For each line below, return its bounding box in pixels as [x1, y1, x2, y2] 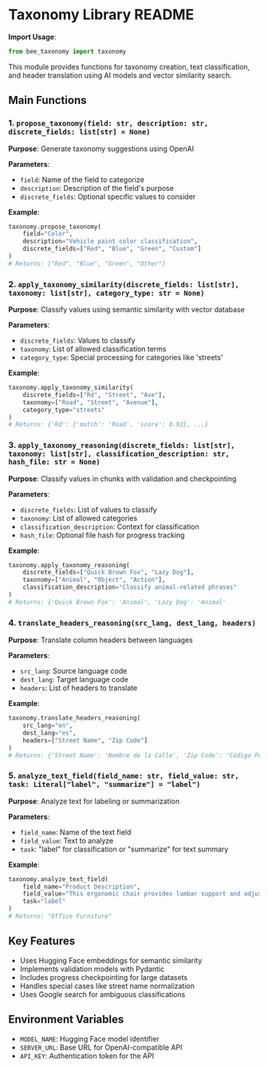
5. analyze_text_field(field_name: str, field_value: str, [8, 770, 239, 781]
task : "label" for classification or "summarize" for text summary [19, 844, 229, 854]
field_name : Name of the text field [19, 827, 132, 836]
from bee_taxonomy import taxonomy [8, 47, 127, 55]
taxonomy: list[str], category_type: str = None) [8, 288, 205, 297]
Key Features [8, 935, 76, 948]
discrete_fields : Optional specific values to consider [19, 192, 196, 201]
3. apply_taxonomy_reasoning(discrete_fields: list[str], [8, 439, 235, 451]
